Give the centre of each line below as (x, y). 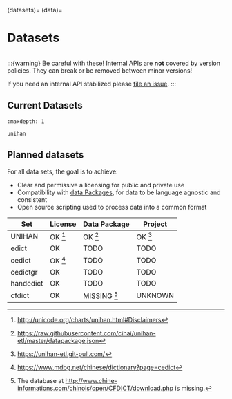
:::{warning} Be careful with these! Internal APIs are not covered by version (114, 63)
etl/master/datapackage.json (58, 340)
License (63, 224)
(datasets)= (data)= (35, 10)
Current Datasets (45, 105)
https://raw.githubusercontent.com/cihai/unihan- (87, 333)
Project (155, 224)
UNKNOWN (155, 295)
